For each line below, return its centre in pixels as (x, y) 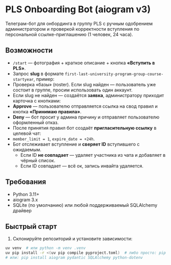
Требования (26, 182)
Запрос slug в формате (38, 74)
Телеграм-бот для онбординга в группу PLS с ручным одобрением (79, 23)
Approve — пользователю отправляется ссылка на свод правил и (85, 106)
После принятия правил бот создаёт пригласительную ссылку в (84, 128)
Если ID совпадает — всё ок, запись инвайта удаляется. (82, 166)
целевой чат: (27, 133)
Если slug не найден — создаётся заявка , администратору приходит (88, 95)
